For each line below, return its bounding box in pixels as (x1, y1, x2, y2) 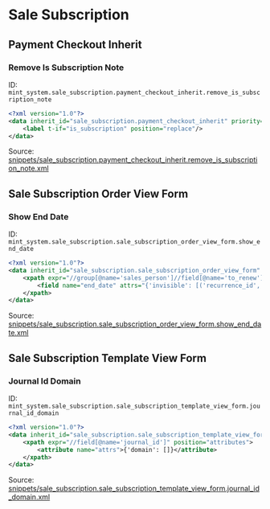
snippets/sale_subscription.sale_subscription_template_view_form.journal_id (8, 484, 260, 494)
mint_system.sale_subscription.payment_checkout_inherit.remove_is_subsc (8, 88, 261, 96)
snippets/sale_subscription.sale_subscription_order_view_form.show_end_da (8, 319, 262, 329)
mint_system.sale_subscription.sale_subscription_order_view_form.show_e (8, 238, 261, 246)
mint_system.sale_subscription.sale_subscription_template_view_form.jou (8, 402, 261, 410)
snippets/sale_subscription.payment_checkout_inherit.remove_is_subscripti (8, 155, 258, 165)
